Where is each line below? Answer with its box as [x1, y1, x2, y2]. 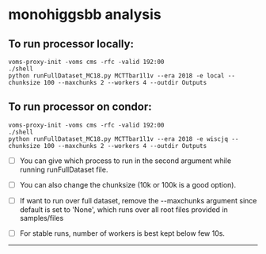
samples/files [19, 214, 64, 222]
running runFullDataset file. [19, 165, 108, 174]
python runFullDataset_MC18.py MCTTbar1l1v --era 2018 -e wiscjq [8, 135, 228, 143]
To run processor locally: [8, 37, 135, 51]
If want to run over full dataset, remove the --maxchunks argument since [19, 195, 257, 205]
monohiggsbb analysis [8, 6, 161, 24]
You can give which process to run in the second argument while [19, 156, 232, 165]
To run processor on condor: [8, 100, 152, 114]
